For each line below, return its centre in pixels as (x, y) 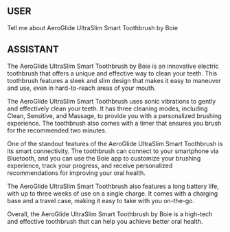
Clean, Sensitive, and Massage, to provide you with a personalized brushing (114, 115)
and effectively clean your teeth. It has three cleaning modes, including (107, 108)
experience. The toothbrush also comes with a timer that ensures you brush (114, 123)
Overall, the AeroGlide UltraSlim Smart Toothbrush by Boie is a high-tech (110, 214)
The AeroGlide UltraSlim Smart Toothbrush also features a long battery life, (113, 186)
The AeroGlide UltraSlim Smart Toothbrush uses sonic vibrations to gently (112, 101)
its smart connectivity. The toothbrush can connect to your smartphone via (113, 151)
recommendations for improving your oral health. (77, 173)
